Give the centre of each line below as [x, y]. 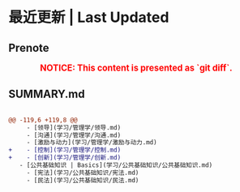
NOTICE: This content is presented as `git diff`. [136, 68]
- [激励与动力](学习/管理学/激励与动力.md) [92, 143]
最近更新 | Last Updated [89, 17]
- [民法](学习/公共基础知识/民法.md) [83, 180]
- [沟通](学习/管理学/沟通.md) [74, 135]
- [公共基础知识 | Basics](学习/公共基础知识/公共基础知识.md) [116, 165]
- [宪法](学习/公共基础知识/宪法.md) [83, 173]
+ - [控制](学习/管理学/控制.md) [65, 150]
